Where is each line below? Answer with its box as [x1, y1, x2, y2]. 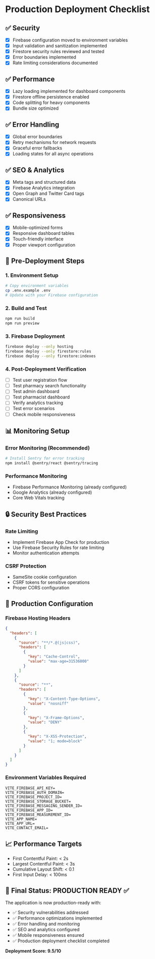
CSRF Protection [5, 562, 46, 569]
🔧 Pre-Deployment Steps [5, 257, 85, 265]
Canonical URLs [12, 196, 46, 203]
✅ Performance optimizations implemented [12, 915, 102, 921]
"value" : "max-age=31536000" [27, 659, 89, 664]
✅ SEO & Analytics [5, 166, 65, 174]
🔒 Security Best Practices [5, 510, 87, 519]
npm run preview [5, 321, 39, 326]
